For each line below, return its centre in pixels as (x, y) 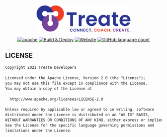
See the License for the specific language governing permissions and (80, 125)
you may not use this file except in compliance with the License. (77, 83)
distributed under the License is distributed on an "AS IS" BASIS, (78, 115)
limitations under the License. (39, 131)
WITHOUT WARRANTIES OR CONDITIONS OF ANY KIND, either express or (75, 120)
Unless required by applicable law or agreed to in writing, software (80, 110)
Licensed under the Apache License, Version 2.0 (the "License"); (75, 78)
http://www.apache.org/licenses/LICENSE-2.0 (56, 99)
